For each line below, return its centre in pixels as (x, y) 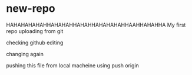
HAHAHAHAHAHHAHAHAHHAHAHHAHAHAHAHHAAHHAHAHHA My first (96, 25)
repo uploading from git (35, 31)
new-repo (31, 9)
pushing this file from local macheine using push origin (73, 65)
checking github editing (35, 43)
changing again (25, 54)
